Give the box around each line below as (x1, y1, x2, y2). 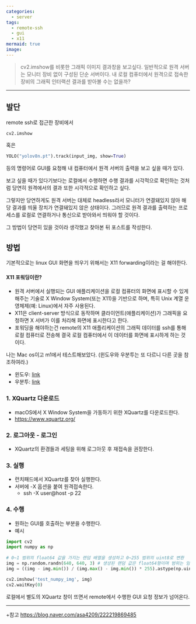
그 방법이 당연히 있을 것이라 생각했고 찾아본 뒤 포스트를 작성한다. (6, 224, 153, 231)
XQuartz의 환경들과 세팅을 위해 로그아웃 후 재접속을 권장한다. (14, 445, 155, 452)
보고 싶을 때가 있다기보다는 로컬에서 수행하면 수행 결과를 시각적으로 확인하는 (6, 177, 179, 184)
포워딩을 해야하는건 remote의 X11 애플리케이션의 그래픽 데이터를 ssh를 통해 (14, 324, 187, 331)
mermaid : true (6, 41, 41, 47)
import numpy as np (6, 544, 54, 550)
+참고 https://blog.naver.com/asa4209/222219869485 (6, 611, 137, 618)
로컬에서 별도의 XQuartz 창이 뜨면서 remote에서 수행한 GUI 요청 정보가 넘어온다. (6, 593, 190, 600)
